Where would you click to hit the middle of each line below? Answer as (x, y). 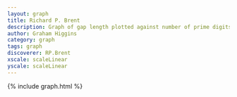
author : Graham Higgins (42, 33)
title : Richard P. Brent (44, 20)
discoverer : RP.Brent (39, 53)
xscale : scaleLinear (38, 60)
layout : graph (28, 14)
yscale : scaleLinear (38, 66)
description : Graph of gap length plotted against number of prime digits (120, 27)
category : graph (31, 40)
